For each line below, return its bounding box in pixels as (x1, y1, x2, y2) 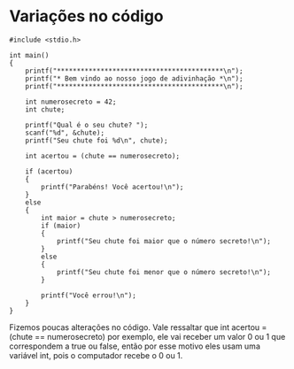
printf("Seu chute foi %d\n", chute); (25, 135, 168, 145)
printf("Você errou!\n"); (41, 290, 137, 300)
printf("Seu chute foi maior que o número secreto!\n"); (56, 236, 272, 245)
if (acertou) (25, 166, 73, 176)
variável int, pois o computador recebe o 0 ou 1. (9, 350, 183, 360)
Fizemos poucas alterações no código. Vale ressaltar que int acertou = (9, 321, 267, 333)
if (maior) (41, 221, 81, 230)
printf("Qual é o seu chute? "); (25, 120, 149, 129)
